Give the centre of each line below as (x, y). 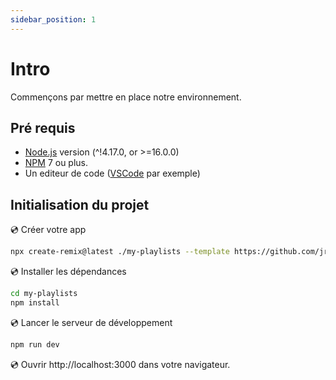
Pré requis (43, 127)
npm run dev (35, 344)
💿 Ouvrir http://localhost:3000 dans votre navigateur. (120, 364)
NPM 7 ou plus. (56, 163)
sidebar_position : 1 (53, 19)
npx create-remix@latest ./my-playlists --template (120, 252)
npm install (35, 302)
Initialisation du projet (80, 204)
